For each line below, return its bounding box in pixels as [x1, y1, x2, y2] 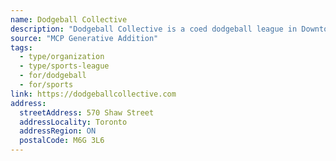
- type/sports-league [19, 61, 110, 71]
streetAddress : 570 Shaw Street [19, 107, 155, 118]
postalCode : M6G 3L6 [19, 136, 105, 146]
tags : [10, 42, 33, 53]
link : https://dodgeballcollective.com [10, 89, 177, 99]
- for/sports [19, 80, 74, 90]
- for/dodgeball [19, 71, 87, 81]
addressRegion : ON [19, 126, 97, 136]
